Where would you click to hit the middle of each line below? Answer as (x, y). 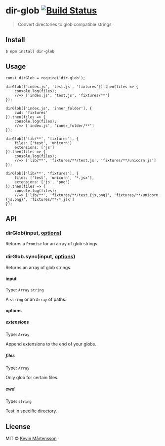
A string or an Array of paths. (36, 299)
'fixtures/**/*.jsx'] (52, 199)
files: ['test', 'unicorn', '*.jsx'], (54, 178)
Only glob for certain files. (32, 378)
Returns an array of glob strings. (39, 267)
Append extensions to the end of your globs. (51, 344)
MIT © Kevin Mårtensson (31, 439)
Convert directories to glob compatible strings (64, 24)
